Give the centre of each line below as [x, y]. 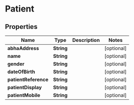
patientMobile [24, 95]
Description [86, 40]
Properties [21, 27]
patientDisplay [25, 87]
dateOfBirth [21, 72]
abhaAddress [23, 48]
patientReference [28, 79]
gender [16, 64]
